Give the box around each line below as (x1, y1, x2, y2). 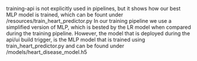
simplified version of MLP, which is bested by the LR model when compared (6, 23, 191, 30)
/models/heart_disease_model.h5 (6, 49, 88, 55)
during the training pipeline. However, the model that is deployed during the (6, 30, 190, 37)
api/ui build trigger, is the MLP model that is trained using (6, 36, 146, 43)
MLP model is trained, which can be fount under (6, 11, 123, 18)
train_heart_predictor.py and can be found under (6, 42, 124, 49)
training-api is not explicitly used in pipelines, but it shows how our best (6, 5, 181, 12)
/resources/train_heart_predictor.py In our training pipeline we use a (6, 18, 172, 24)
